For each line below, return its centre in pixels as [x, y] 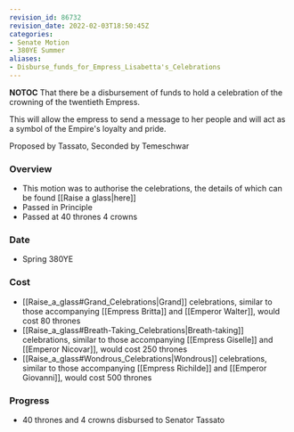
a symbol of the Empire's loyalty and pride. [88, 128]
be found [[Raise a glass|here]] [79, 198]
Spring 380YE [48, 259]
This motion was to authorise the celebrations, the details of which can [152, 189]
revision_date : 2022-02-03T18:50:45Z [79, 26]
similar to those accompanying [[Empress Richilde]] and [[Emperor [144, 368]
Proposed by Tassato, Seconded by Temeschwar [99, 146]
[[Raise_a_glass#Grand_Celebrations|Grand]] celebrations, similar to [147, 302]
